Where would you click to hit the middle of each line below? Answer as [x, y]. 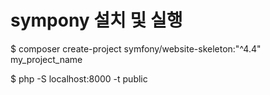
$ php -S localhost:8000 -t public [79, 78]
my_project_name [46, 59]
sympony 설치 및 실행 [96, 20]
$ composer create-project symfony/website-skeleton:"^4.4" [136, 48]
